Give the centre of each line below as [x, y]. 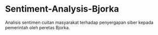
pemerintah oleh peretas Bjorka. [38, 27]
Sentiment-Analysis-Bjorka [62, 9]
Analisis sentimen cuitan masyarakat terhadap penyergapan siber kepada [79, 22]
